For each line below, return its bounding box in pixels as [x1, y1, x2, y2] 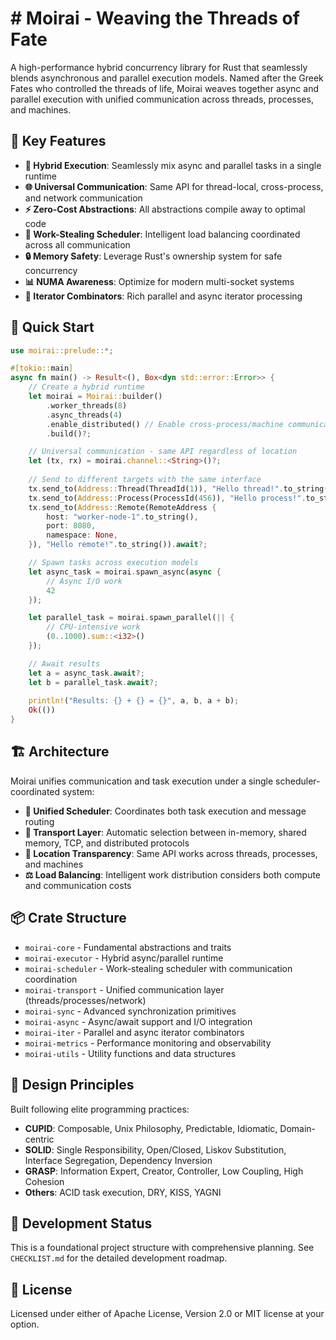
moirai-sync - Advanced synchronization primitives [24, 1005, 237, 1017]
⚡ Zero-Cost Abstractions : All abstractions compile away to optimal [24, 203, 306, 215]
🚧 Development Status [10, 1215, 153, 1232]
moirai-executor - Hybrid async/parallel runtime [24, 952, 224, 964]
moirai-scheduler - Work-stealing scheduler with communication [24, 962, 293, 974]
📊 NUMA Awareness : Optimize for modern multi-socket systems [24, 275, 295, 287]
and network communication [24, 192, 143, 204]
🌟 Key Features [10, 133, 107, 150]
